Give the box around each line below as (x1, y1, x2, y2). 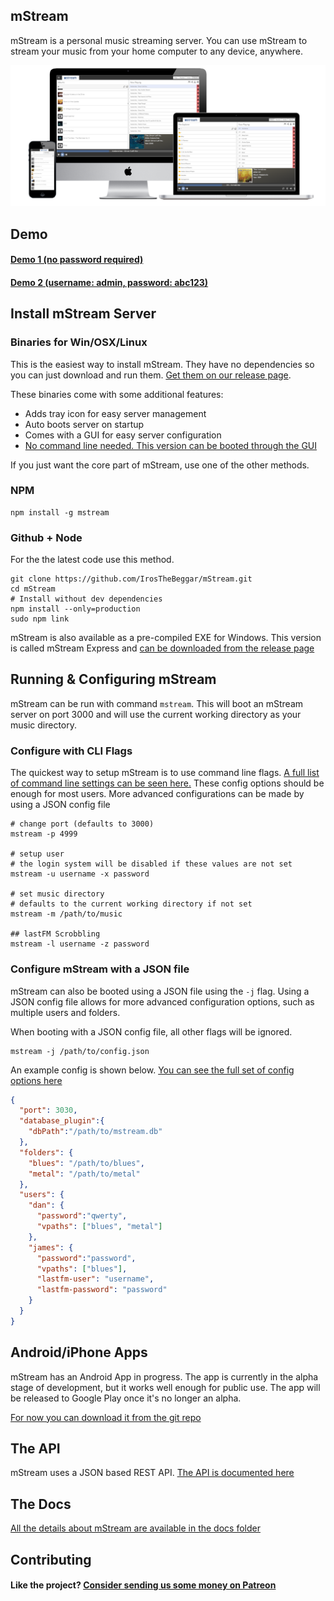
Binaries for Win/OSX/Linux (10, 335, 148, 349)
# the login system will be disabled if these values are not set (10, 859, 293, 869)
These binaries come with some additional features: (10, 388, 224, 400)
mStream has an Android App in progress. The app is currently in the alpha (10, 1370, 319, 1383)
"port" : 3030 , (19, 1105, 78, 1116)
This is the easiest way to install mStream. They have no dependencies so (10, 358, 315, 370)
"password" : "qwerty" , (36, 1211, 128, 1221)
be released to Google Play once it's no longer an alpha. (10, 1392, 242, 1404)
